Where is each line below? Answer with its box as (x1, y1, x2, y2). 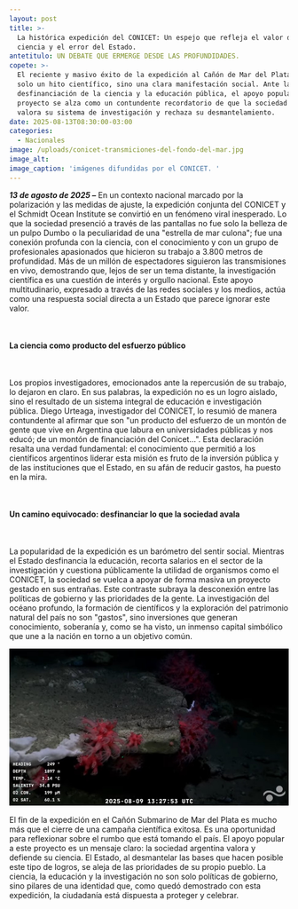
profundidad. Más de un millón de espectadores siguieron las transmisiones (9, 256, 286, 266)
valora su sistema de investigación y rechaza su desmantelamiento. (17, 107, 276, 117)
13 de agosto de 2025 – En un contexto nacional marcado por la (9, 189, 244, 200)
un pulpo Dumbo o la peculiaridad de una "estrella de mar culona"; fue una (9, 227, 283, 238)
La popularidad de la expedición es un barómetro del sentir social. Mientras (9, 546, 285, 557)
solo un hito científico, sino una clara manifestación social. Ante (17, 80, 279, 89)
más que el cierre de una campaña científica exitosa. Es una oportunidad (9, 824, 276, 834)
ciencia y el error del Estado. (17, 43, 137, 51)
